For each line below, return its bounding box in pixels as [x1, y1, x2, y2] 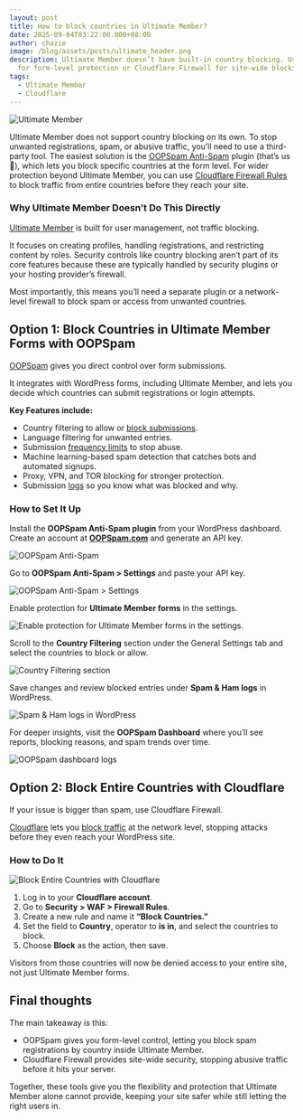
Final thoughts [9, 993, 93, 1009]
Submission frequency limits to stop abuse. [22, 441, 183, 452]
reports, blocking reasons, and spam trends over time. [9, 736, 211, 747]
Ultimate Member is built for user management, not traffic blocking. [9, 222, 260, 233]
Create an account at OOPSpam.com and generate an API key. [9, 532, 243, 543]
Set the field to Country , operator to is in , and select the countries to [22, 921, 279, 932]
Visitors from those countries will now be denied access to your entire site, [9, 957, 287, 968]
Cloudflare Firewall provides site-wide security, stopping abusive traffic [22, 1054, 289, 1065]
